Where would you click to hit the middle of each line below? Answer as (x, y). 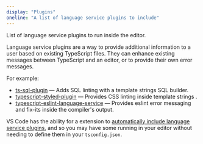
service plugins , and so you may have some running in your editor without (99, 128)
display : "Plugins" (31, 12)
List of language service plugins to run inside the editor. (76, 35)
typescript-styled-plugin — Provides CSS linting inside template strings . (106, 96)
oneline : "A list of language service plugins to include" (83, 18)
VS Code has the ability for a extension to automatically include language (98, 121)
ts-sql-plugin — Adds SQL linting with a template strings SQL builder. (102, 90)
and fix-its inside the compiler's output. (64, 109)
